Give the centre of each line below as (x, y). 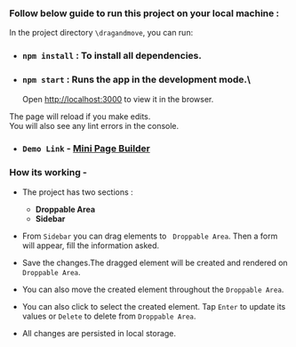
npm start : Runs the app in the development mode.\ (136, 80)
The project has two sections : (77, 192)
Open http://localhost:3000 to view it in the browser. (118, 99)
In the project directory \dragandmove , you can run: (101, 33)
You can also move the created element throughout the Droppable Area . (153, 289)
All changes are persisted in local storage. (99, 333)
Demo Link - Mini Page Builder (86, 149)
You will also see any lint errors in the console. (94, 125)
